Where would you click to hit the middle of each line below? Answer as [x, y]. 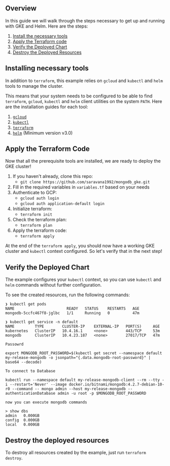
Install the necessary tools [40, 36]
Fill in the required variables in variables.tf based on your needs [81, 187]
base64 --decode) [24, 362]
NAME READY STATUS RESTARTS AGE [72, 309]
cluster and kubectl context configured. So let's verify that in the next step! [84, 251]
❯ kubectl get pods [26, 304]
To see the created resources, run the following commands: [68, 295]
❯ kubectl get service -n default [42, 322]
